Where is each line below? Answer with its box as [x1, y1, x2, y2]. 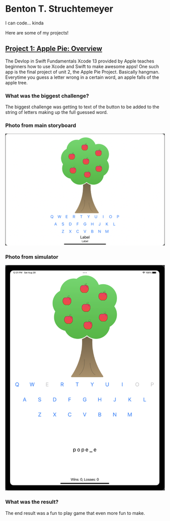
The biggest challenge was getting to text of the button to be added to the [5, 104, 159, 110]
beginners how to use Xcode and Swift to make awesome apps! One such [5, 63, 159, 69]
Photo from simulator [5, 254, 59, 261]
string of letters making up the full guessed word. [5, 109, 108, 115]
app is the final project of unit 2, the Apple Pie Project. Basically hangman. [5, 69, 160, 75]
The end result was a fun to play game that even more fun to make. [5, 510, 145, 516]
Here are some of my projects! [5, 29, 69, 36]
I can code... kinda [5, 20, 44, 26]
